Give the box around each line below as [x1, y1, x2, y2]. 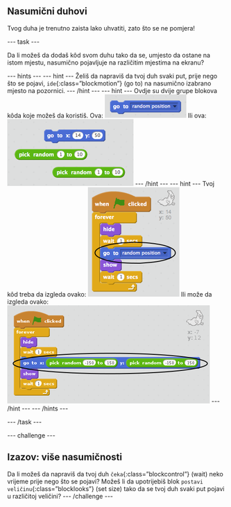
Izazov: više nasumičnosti [7, 451, 123, 463]
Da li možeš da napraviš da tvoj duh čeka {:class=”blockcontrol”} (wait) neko [7, 469, 223, 478]
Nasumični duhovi [7, 6, 88, 17]
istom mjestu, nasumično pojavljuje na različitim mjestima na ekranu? [7, 58, 205, 67]
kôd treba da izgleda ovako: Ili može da [7, 290, 212, 298]
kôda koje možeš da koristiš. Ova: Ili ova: [7, 111, 207, 119]
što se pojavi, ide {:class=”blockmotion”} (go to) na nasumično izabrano [7, 79, 212, 88]
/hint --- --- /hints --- [7, 404, 69, 413]
